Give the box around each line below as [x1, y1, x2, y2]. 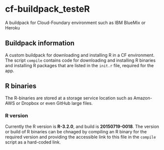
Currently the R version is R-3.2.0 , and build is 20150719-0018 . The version [5, 124, 160, 129]
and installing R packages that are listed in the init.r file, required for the [5, 62, 154, 68]
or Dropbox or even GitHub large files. [16, 100, 93, 106]
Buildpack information [5, 39, 75, 48]
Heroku [5, 25, 20, 30]
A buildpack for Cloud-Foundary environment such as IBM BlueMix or [5, 20, 146, 25]
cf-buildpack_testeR [5, 3, 90, 15]
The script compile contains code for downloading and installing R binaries [5, 57, 156, 63]
